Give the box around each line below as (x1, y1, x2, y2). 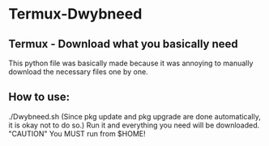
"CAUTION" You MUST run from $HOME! (8, 128, 146, 138)
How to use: (8, 90, 70, 104)
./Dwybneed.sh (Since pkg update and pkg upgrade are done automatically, (8, 111, 261, 121)
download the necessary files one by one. (8, 67, 148, 77)
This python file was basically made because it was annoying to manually (8, 58, 254, 68)
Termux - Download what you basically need (8, 37, 238, 51)
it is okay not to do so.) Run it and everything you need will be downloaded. (8, 120, 260, 130)
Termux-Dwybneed (8, 5, 143, 23)
